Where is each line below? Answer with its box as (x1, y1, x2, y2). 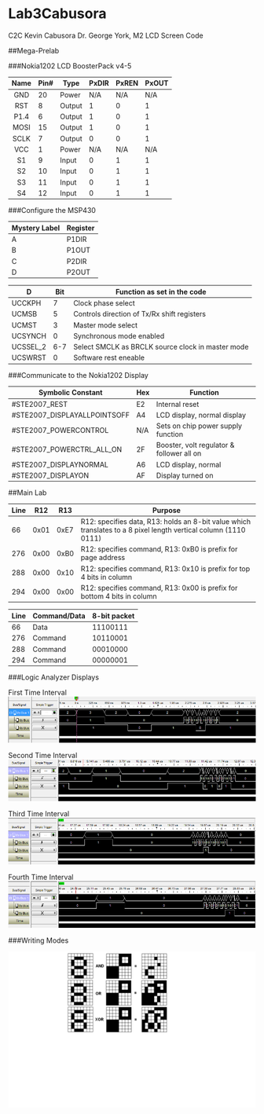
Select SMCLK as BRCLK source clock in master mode (73, 343, 249, 352)
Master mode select (73, 320, 138, 330)
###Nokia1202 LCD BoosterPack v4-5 (8, 60, 132, 71)
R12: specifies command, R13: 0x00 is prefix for (80, 583, 238, 592)
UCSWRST (11, 353, 47, 362)
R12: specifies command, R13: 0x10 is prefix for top (80, 563, 251, 573)
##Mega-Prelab (8, 46, 60, 55)
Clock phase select (73, 299, 135, 308)
